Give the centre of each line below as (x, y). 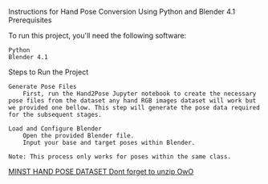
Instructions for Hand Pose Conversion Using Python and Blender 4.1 (122, 12)
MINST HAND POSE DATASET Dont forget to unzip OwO (101, 172)
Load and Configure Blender (55, 129)
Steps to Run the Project (49, 72)
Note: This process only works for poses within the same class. (120, 157)
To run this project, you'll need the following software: (97, 36)
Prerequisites (30, 20)
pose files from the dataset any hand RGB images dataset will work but (132, 101)
